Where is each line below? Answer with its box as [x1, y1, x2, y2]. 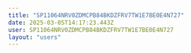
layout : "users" [8, 33, 61, 41]
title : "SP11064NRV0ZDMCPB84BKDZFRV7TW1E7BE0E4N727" [8, 11, 185, 19]
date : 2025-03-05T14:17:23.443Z [8, 19, 114, 26]
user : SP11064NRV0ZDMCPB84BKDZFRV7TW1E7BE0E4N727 [8, 26, 174, 34]
